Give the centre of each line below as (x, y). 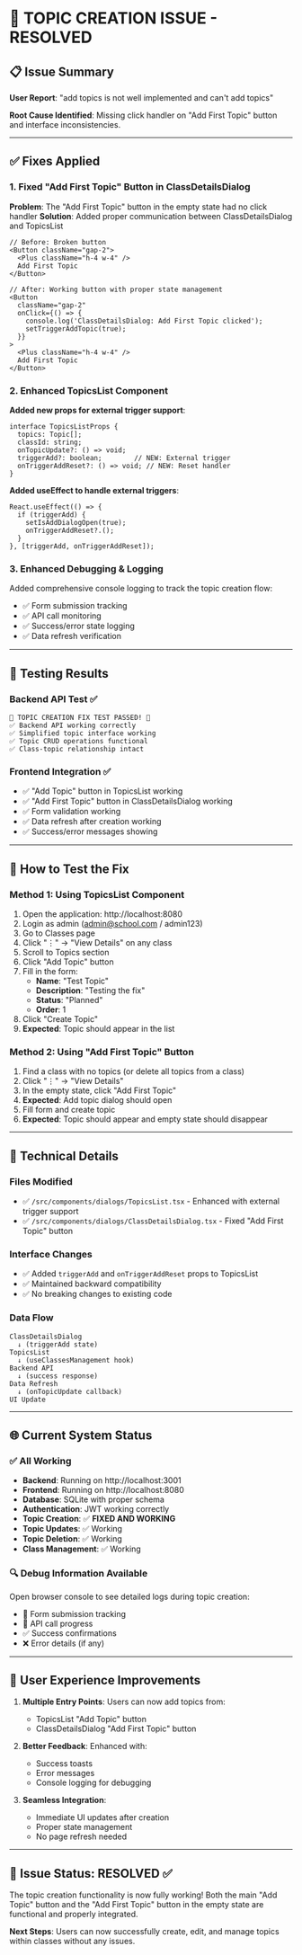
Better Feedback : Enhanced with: (84, 1746)
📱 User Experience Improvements (105, 1680)
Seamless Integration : (64, 1800)
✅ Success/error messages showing (90, 831)
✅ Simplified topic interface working (83, 733)
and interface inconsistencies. (65, 124)
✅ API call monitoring (62, 616)
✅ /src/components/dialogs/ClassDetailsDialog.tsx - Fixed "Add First (153, 1221)
